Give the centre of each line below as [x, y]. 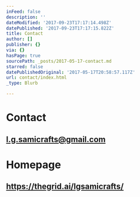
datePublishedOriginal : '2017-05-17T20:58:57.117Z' [71, 72]
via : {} [16, 50]
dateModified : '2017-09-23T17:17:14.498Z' [59, 22]
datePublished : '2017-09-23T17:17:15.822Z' [60, 28]
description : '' [26, 17]
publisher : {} [24, 45]
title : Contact [25, 34]
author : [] [19, 39]
